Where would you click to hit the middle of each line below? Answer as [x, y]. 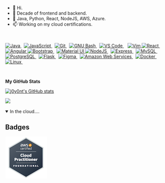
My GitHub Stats [23, 81]
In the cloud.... [25, 111]
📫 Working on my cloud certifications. [52, 24]
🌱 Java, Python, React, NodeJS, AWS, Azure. [59, 18]
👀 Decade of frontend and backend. [50, 13]
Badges [17, 127]
